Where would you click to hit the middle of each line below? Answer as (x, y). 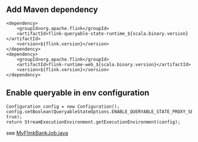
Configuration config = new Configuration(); (63, 106)
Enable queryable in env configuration (78, 93)
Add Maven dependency (52, 10)
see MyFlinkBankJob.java (37, 133)
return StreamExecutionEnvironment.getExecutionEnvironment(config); (93, 122)
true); (14, 117)
